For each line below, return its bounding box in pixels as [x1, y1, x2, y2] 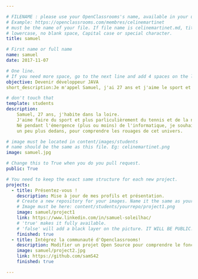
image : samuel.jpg [6, 150, 51, 156]
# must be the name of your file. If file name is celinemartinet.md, [6, 25, 183, 31]
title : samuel [6, 36, 41, 42]
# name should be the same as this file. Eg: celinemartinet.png [6, 144, 170, 150]
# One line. [6, 68, 35, 74]
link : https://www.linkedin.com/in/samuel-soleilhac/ [16, 215, 151, 221]
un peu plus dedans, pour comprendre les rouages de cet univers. [16, 128, 183, 134]
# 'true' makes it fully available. [16, 220, 107, 226]
